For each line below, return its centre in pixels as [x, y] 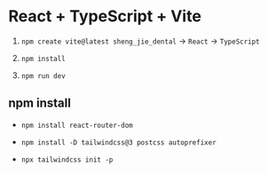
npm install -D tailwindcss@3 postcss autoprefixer [118, 142]
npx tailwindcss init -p [67, 160]
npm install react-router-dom [77, 125]
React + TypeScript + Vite [105, 16]
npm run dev [43, 76]
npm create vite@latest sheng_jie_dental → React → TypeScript [140, 41]
